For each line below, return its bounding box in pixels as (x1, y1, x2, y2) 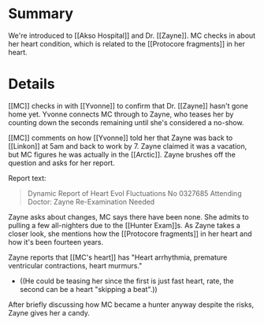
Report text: (8, 173, 46, 183)
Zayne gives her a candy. (8, 308, 91, 317)
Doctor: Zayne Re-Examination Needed (27, 197, 155, 206)
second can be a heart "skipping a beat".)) (19, 284, 158, 294)
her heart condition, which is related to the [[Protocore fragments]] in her (8, 39, 246, 48)
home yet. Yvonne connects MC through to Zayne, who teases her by (8, 109, 234, 119)
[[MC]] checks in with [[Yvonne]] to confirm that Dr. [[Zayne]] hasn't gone (8, 101, 248, 110)
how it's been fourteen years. (8, 237, 104, 246)
